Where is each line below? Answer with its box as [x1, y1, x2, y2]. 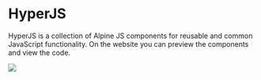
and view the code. [8, 48, 71, 57]
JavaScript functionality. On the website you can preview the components [8, 39, 249, 48]
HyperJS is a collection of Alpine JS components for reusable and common [8, 31, 253, 40]
